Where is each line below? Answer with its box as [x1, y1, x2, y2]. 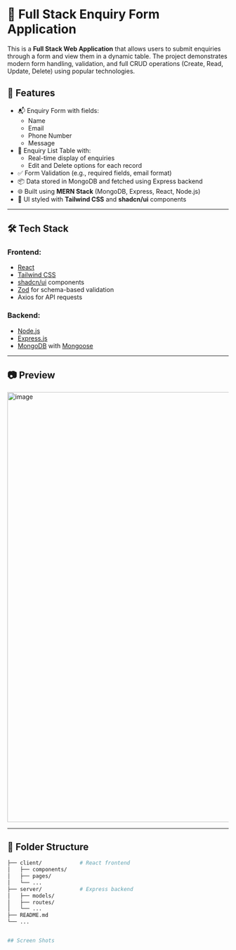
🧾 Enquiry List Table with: [17, 146, 91, 154]
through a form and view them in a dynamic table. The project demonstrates [7, 52, 228, 60]
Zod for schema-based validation [17, 286, 114, 294]
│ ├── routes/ [7, 899, 55, 906]
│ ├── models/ [7, 892, 55, 899]
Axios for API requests [17, 293, 83, 301]
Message [27, 138, 55, 147]
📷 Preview [7, 369, 55, 381]
